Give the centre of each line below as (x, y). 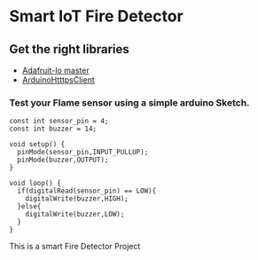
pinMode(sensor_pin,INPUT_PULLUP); (83, 153)
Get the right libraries (70, 49)
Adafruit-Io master (56, 70)
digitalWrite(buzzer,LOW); (75, 215)
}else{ (29, 207)
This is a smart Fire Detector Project (75, 247)
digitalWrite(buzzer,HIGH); (77, 199)
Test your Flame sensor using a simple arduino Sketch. (129, 102)
